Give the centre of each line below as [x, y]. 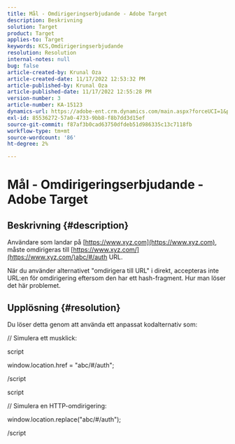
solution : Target [33, 27]
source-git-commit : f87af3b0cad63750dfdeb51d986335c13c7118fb [100, 124]
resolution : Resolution [42, 53]
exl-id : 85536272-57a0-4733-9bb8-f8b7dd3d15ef [76, 118]
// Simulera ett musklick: [42, 338]
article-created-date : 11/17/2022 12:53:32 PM [76, 79]
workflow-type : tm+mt [39, 131]
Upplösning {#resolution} [64, 308]
